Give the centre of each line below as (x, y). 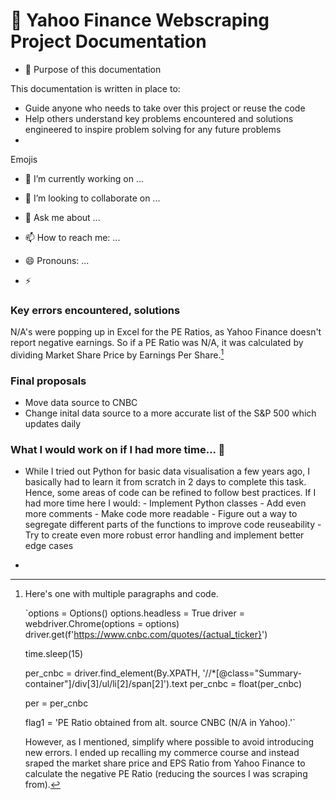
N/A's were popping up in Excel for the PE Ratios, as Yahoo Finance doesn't (166, 332)
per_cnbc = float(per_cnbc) (246, 684)
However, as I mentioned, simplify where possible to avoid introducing (169, 742)
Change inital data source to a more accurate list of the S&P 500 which (170, 413)
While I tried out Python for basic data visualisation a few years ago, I (167, 471)
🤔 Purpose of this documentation (93, 69)
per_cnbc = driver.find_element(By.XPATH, (112, 673)
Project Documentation (108, 41)
